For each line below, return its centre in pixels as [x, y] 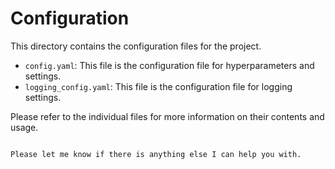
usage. [24, 127]
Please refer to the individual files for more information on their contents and [167, 116]
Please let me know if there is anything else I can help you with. [156, 154]
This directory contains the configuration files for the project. [136, 46]
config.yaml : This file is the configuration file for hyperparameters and [169, 65]
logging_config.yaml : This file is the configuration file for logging [158, 86]
